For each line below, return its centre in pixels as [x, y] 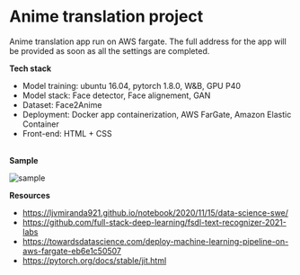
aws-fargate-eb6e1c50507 [72, 251]
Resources [30, 195]
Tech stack [31, 68]
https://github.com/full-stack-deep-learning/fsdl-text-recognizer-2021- [154, 222]
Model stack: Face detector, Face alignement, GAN [116, 95]
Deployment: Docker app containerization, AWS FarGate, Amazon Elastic [157, 114]
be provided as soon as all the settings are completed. [110, 50]
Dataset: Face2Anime [62, 104]
